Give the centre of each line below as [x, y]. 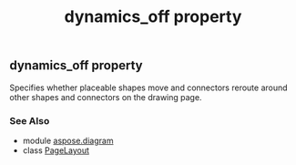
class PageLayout [56, 150]
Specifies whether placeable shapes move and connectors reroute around [149, 88]
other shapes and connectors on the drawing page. [106, 97]
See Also [30, 120]
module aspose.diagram [68, 140]
